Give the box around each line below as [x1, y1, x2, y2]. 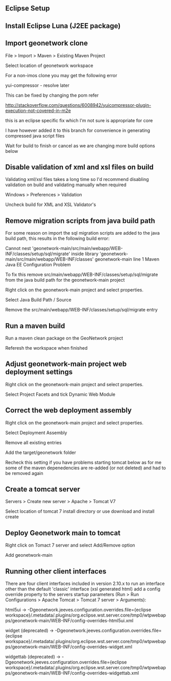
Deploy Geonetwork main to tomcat [5, 529, 121, 537]
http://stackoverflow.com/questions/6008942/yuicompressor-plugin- [5, 102, 152, 108]
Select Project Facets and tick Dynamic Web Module [5, 391, 116, 397]
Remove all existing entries [5, 439, 62, 445]
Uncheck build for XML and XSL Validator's [5, 201, 96, 208]
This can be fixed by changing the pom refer [5, 92, 99, 98]
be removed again [5, 470, 43, 476]
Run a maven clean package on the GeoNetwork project [5, 335, 124, 342]
